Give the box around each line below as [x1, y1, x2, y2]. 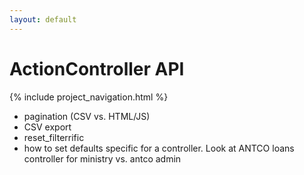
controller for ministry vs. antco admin [23, 152, 182, 165]
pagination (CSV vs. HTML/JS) [23, 110, 151, 122]
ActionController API [9, 57, 185, 80]
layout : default [9, 14, 77, 25]
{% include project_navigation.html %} [9, 91, 169, 103]
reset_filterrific [23, 131, 85, 143]
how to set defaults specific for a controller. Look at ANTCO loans [23, 142, 295, 154]
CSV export [23, 121, 72, 133]
